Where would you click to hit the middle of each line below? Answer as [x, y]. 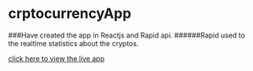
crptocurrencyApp [70, 14]
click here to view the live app [56, 59]
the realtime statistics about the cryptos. [73, 43]
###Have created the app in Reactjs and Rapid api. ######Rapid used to [126, 35]
